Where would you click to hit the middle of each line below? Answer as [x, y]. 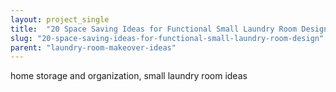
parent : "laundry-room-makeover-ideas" [93, 47]
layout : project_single [60, 19]
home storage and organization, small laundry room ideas [129, 76]
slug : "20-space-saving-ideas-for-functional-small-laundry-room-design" [167, 38]
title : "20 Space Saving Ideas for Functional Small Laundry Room [154, 29]
